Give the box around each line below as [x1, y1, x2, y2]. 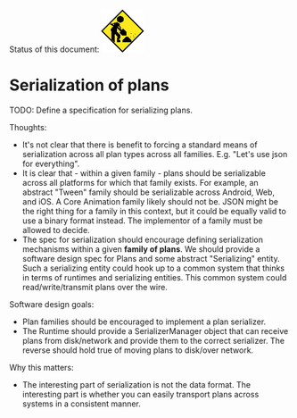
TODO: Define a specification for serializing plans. [9, 104, 194, 115]
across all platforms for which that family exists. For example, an [21, 177, 259, 188]
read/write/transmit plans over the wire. [21, 281, 168, 292]
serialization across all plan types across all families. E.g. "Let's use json [21, 148, 288, 159]
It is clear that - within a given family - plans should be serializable [21, 167, 266, 179]
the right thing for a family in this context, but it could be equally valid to [21, 205, 287, 216]
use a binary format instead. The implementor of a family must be [21, 215, 263, 226]
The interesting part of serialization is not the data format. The [21, 379, 252, 389]
